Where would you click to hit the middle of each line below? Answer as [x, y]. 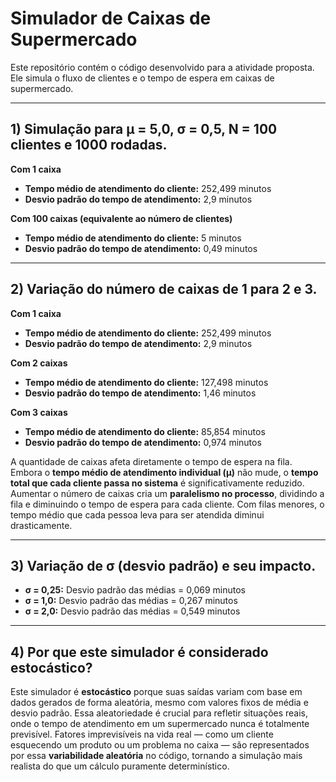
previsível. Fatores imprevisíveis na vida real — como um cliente [142, 734]
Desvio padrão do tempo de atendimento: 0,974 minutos [143, 442]
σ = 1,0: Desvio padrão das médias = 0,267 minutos [131, 601]
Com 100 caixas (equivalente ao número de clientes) [121, 218]
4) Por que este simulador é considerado [139, 652]
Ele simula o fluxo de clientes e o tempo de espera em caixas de [142, 78]
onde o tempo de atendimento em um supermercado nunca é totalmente [160, 724]
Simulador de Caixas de [111, 18]
